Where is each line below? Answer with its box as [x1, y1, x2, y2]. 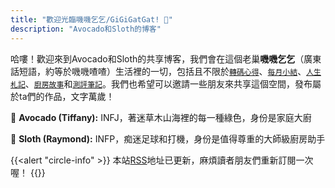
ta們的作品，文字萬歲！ [18, 90, 115, 102]
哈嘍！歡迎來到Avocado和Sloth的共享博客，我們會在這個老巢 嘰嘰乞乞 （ [10, 52, 305, 65]
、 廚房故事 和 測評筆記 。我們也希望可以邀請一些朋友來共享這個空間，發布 [24, 77, 313, 90]
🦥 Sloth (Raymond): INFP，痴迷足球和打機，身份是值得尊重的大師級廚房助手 [10, 132, 326, 145]
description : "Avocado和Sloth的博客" [10, 24, 162, 34]
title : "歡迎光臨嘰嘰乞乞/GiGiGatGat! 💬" [10, 14, 173, 25]
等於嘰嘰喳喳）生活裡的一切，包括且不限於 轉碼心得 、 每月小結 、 [53, 65, 307, 77]
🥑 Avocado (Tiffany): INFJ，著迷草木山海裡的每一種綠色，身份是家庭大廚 [10, 111, 312, 123]
